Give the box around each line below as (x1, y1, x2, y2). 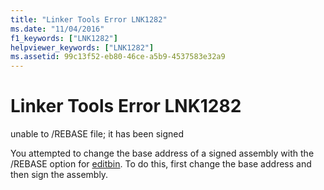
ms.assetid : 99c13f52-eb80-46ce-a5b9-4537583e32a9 (10, 52, 226, 62)
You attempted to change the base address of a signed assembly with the (10, 147, 315, 160)
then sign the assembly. (10, 169, 109, 181)
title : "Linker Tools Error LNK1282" (10, 14, 168, 25)
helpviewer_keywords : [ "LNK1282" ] (10, 42, 155, 53)
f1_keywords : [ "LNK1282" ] (10, 33, 118, 43)
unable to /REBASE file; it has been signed (10, 128, 185, 140)
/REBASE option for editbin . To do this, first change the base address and (10, 158, 312, 170)
